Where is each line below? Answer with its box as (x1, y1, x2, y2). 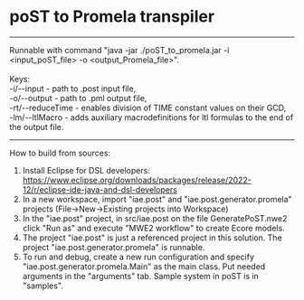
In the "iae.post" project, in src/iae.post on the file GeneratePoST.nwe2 (22, 212, 288, 223)
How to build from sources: (9, 147, 111, 158)
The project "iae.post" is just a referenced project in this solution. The (22, 232, 282, 243)
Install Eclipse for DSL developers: (22, 164, 151, 175)
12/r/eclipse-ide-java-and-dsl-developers (22, 183, 178, 195)
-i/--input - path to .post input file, (9, 83, 137, 94)
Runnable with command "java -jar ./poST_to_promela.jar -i (9, 44, 230, 55)
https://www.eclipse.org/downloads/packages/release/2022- (22, 174, 252, 185)
